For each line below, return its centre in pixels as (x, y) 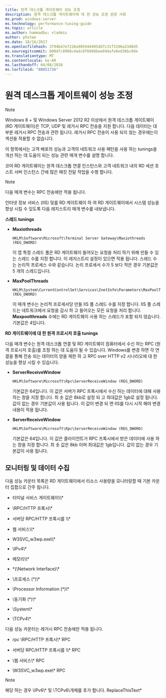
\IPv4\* (20, 548)
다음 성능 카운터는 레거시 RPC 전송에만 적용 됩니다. (54, 629)
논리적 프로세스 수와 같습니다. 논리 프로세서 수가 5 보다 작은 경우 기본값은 (88, 265)
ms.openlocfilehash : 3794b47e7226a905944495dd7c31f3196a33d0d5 (72, 47)
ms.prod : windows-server (31, 19)
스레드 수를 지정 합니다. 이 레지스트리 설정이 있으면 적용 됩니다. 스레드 (85, 259)
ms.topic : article (24, 28)
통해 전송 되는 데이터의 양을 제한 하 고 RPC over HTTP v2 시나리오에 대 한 (86, 356)
